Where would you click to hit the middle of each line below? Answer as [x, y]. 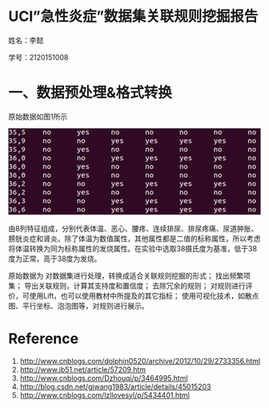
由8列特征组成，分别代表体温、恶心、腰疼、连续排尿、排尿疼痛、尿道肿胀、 [133, 228]
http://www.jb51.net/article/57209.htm [83, 369]
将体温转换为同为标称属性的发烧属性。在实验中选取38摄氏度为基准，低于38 [133, 248]
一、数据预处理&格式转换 [90, 93]
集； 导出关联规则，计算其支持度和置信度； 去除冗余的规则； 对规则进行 [127, 285]
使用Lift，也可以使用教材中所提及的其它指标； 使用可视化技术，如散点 [144, 296]
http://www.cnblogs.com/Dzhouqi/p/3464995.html [104, 377]
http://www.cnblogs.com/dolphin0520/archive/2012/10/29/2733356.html [140, 361]
